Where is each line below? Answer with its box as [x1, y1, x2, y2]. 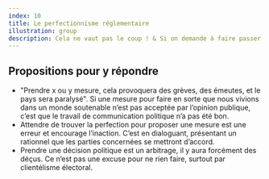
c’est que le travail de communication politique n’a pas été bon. [19, 111, 230, 121]
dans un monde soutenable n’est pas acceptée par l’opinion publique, [19, 102, 251, 113]
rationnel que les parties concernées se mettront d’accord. [19, 137, 215, 147]
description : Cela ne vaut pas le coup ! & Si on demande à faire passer [8, 34, 262, 43]
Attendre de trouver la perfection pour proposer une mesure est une [19, 120, 247, 130]
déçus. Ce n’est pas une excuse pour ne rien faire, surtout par [19, 154, 226, 164]
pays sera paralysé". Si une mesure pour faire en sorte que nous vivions [19, 94, 259, 104]
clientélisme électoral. [19, 163, 93, 173]
